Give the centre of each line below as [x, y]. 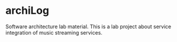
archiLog [27, 11]
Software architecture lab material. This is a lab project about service [88, 26]
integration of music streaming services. [54, 32]
